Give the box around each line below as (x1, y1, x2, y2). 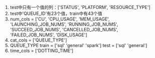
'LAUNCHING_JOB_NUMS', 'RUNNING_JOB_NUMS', (10, 21, 118, 27)
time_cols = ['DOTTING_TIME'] (10, 48, 74, 54)
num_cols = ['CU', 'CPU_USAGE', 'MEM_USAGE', (10, 16, 110, 22)
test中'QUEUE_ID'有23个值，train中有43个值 (10, 10, 103, 16)
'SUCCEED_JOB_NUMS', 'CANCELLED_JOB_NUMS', (10, 27, 118, 32)
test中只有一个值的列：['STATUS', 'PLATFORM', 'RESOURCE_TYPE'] (10, 4, 151, 10)
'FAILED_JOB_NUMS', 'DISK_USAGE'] (10, 32, 88, 38)
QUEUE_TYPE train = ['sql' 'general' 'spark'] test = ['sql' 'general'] (10, 43, 147, 48)
